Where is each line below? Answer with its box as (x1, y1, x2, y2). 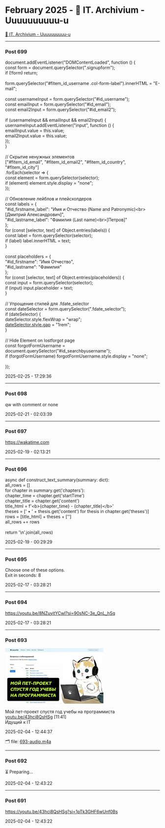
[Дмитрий (5, 212, 26, 218)
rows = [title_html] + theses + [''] (5, 513, 72, 520)
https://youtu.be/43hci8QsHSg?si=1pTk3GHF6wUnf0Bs (5, 808, 118, 814)
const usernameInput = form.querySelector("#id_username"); (5, 96, 130, 102)
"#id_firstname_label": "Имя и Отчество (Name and (5, 206, 110, 212)
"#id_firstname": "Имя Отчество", (5, 259, 74, 265)
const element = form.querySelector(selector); (5, 175, 100, 181)
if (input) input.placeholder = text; (5, 285, 74, 291)
